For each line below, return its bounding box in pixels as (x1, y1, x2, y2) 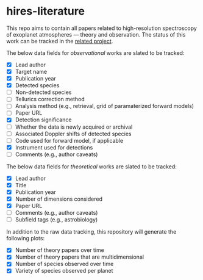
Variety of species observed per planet (15, 267, 113, 275)
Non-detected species (15, 88, 72, 96)
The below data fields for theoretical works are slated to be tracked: (6, 163, 177, 170)
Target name (15, 68, 48, 75)
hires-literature (6, 4, 85, 18)
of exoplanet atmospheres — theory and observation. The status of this (6, 31, 186, 38)
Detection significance (15, 116, 72, 123)
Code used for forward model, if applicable (15, 137, 124, 144)
